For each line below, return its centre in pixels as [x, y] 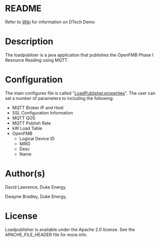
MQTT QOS [24, 118]
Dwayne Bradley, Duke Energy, [36, 196]
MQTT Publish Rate [31, 123]
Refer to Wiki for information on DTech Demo [50, 22]
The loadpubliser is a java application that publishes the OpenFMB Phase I [79, 55]
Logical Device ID [37, 138]
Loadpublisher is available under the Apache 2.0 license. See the [70, 229]
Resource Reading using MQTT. [37, 60]
